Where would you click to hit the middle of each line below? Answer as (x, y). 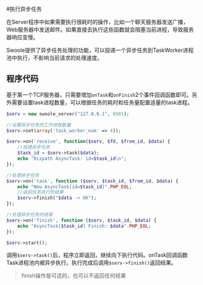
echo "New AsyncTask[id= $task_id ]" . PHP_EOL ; (75, 187)
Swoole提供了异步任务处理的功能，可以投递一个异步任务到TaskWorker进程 (100, 50)
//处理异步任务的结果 (30, 215)
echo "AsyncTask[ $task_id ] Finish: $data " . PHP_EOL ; (84, 226)
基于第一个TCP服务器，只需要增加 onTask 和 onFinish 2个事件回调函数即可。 (99, 95)
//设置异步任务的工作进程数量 (39, 125)
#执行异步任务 (24, 9)
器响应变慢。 (22, 37)
